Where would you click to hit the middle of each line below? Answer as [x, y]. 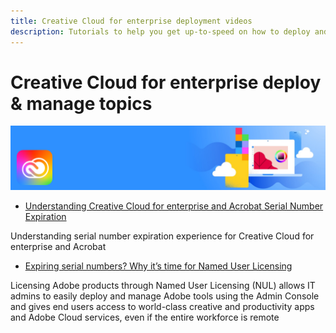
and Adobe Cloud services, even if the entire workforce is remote [145, 317]
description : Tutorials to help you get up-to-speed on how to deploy [160, 31]
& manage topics [81, 103]
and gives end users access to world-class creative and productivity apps [162, 306]
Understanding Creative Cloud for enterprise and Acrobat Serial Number [174, 206]
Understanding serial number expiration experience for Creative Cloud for [162, 236]
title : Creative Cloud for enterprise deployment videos [131, 21]
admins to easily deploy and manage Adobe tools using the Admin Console [165, 296]
